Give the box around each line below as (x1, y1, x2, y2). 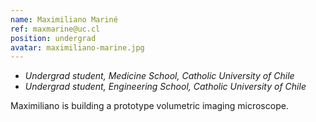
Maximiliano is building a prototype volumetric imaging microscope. (10, 100, 289, 112)
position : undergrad (10, 33, 97, 43)
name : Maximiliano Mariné (10, 14, 118, 25)
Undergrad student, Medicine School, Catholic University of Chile (24, 70, 295, 82)
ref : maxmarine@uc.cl (10, 24, 101, 34)
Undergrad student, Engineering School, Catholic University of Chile (24, 81, 307, 93)
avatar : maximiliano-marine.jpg (10, 42, 145, 53)
